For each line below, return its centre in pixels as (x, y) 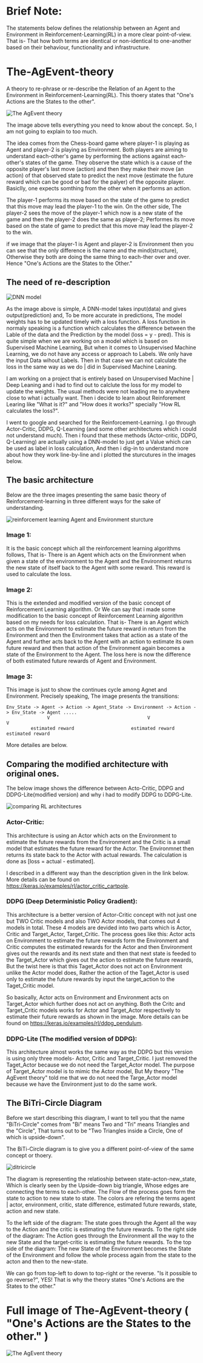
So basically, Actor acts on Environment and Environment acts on (88, 997)
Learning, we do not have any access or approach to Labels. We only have (99, 353)
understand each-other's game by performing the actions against (88, 156)
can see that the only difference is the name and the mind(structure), (92, 250)
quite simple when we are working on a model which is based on (87, 341)
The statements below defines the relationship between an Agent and (93, 28)
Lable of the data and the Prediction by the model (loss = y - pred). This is (98, 334)
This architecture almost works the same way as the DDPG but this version (99, 1052)
